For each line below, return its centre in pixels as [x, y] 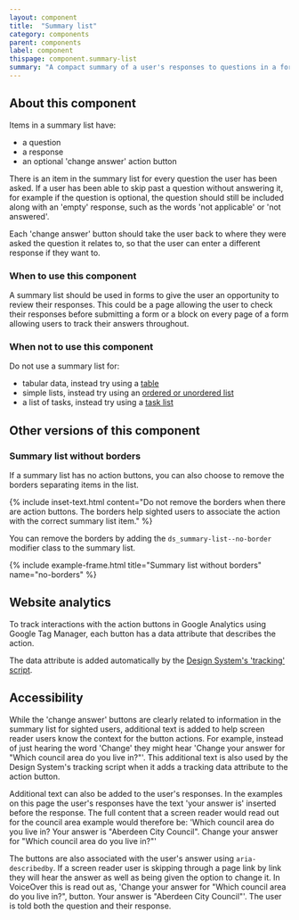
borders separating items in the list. [74, 485]
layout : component [43, 17]
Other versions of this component [105, 431]
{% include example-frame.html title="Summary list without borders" [136, 565]
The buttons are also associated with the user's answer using [121, 858]
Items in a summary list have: [63, 125]
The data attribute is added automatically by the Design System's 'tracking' [147, 660]
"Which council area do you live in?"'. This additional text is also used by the [149, 757]
